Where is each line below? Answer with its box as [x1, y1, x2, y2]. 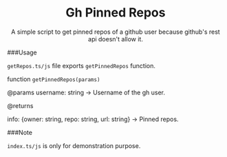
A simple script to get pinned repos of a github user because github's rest [11, 28, 220, 36]
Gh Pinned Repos [65, 5, 166, 21]
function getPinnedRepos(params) [7, 74, 100, 83]
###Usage [7, 48, 38, 56]
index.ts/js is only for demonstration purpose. [7, 141, 141, 149]
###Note [7, 128, 33, 136]
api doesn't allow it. [88, 34, 143, 43]
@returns [7, 101, 34, 109]
